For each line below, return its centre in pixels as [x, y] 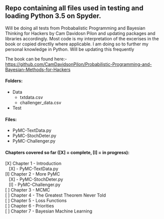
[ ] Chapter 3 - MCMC [28, 190]
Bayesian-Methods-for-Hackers [38, 69]
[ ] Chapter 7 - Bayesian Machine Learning [49, 211]
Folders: [14, 81]
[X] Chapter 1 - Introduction [33, 164]
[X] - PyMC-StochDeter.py [36, 180]
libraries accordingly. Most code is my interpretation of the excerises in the [82, 38]
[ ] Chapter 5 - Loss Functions [36, 201]
